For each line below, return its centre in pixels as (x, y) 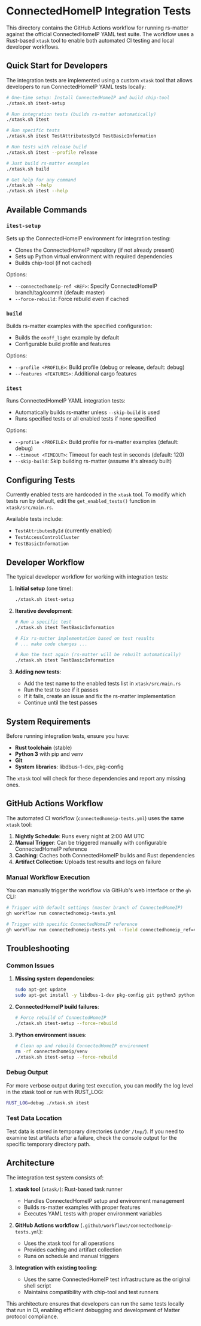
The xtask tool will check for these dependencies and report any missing (96, 778)
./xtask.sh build (28, 169)
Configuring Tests (41, 480)
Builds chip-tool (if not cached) (53, 263)
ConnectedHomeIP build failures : (57, 1007)
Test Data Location (34, 1118)
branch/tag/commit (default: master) (60, 292)
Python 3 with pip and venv (49, 754)
